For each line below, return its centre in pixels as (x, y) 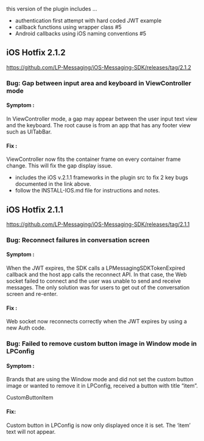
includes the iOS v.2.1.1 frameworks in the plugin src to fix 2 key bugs (102, 178)
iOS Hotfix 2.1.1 (35, 210)
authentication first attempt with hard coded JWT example (88, 20)
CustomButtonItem (30, 398)
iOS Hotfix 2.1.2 (36, 53)
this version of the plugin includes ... (52, 9)
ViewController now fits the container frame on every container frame (93, 159)
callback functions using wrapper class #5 (68, 27)
